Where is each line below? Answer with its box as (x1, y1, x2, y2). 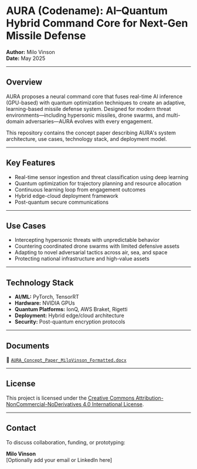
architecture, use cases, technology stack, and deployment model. (6, 135, 167, 142)
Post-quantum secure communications (14, 198, 109, 205)
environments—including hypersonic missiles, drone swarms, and (6, 112, 165, 119)
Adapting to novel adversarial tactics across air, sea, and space (14, 249, 168, 256)
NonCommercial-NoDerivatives (6, 400, 82, 407)
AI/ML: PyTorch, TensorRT (14, 293, 79, 301)
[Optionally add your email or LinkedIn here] (6, 456, 113, 463)
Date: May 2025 (6, 55, 46, 62)
